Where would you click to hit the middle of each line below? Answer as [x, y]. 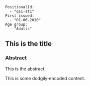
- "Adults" [21, 29]
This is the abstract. [25, 69]
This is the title [29, 44]
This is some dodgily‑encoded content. [45, 78]
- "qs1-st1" [22, 11]
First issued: [20, 16]
